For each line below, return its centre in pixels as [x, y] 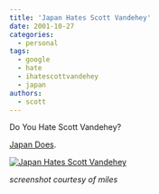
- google [34, 60]
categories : [32, 34]
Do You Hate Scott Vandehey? [65, 127]
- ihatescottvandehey [58, 77]
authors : [26, 93]
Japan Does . [33, 144]
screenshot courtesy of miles [64, 180]
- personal [38, 43]
